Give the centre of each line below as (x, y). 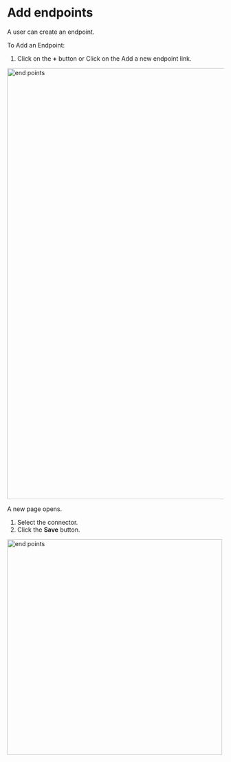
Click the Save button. (48, 530)
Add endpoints (50, 13)
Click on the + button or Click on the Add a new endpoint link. (104, 58)
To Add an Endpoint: (36, 45)
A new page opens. (35, 509)
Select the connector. (47, 522)
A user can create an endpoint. (51, 32)
